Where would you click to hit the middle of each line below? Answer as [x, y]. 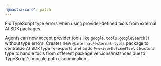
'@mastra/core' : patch [28, 9]
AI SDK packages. [23, 28]
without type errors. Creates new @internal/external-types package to [77, 43]
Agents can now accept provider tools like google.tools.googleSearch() [78, 38]
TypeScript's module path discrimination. [46, 58]
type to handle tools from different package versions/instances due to [75, 53]
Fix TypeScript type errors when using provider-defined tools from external [81, 23]
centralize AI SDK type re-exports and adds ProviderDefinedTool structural [80, 48]
